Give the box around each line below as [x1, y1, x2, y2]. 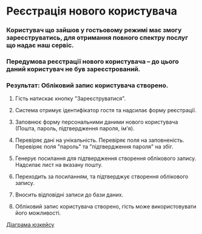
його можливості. [15, 209, 61, 216]
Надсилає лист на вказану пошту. [15, 161, 103, 169]
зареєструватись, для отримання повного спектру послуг [6, 33, 189, 42]
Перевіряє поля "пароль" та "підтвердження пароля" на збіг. [15, 143, 174, 150]
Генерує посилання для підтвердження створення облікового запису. [15, 155, 197, 162]
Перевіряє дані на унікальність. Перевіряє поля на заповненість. [15, 136, 184, 144]
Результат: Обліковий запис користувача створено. [6, 81, 169, 89]
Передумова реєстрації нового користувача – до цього [6, 58, 179, 66]
